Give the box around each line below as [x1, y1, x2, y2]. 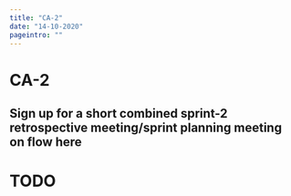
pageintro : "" [9, 30, 64, 39]
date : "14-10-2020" [9, 22, 84, 31]
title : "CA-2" [9, 13, 64, 23]
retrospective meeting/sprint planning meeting [9, 119, 283, 135]
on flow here [9, 134, 82, 150]
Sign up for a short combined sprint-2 [9, 106, 228, 121]
